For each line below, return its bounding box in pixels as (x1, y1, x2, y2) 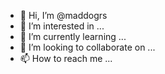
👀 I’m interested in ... (19, 20, 105, 32)
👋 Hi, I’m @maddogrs (19, 10, 108, 21)
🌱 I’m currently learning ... (19, 31, 127, 42)
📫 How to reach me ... (19, 53, 113, 64)
